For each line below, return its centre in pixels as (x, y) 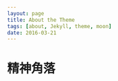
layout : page (26, 13)
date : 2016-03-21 (32, 33)
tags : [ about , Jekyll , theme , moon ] (59, 26)
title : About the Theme (41, 20)
